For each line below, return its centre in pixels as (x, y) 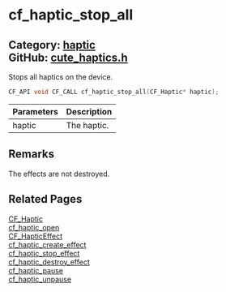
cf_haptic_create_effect (47, 244)
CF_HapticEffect (36, 236)
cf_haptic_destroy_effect (49, 262)
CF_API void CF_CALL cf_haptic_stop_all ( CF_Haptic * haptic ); (114, 92)
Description (89, 111)
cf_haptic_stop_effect (44, 253)
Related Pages (45, 199)
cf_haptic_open (34, 227)
